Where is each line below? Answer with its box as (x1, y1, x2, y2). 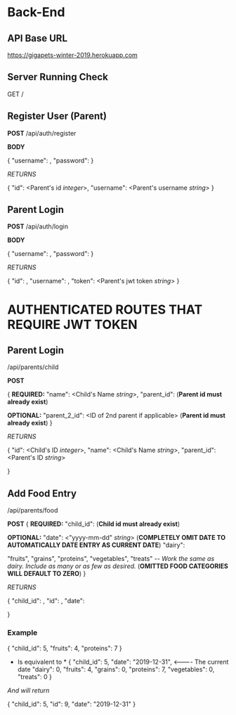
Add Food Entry (7, 487, 77, 499)
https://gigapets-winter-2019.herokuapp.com (7, 51, 138, 59)
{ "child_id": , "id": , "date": (7, 597, 85, 605)
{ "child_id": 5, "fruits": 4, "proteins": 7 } (7, 644, 123, 652)
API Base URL (7, 32, 68, 44)
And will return (7, 686, 50, 695)
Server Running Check (7, 71, 109, 83)
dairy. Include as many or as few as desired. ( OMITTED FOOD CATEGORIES (7, 562, 228, 570)
